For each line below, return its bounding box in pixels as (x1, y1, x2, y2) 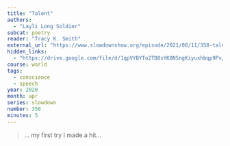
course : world (7, 61, 48, 68)
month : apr (7, 93, 38, 100)
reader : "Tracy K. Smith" (7, 36, 81, 42)
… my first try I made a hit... (23, 131, 101, 139)
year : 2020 (7, 86, 38, 93)
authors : (7, 16, 32, 23)
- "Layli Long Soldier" (13, 23, 81, 29)
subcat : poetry (7, 29, 51, 36)
